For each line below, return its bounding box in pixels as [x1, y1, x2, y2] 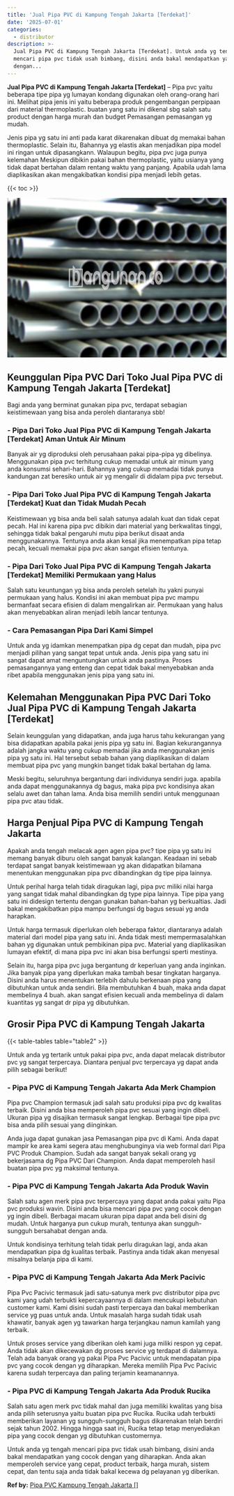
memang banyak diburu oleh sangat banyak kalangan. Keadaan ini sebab [7, 854, 217, 862]
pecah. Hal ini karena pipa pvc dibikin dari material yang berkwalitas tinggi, [7, 522, 222, 530]
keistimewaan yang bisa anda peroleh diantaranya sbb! [7, 408, 165, 416]
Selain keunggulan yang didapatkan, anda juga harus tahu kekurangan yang [7, 732, 225, 740]
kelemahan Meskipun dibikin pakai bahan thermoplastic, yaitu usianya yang [7, 156, 224, 164]
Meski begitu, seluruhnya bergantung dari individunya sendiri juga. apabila [7, 775, 221, 783]
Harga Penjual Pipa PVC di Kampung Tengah [7, 817, 204, 829]
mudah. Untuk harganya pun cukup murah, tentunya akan [7, 1219, 173, 1227]
